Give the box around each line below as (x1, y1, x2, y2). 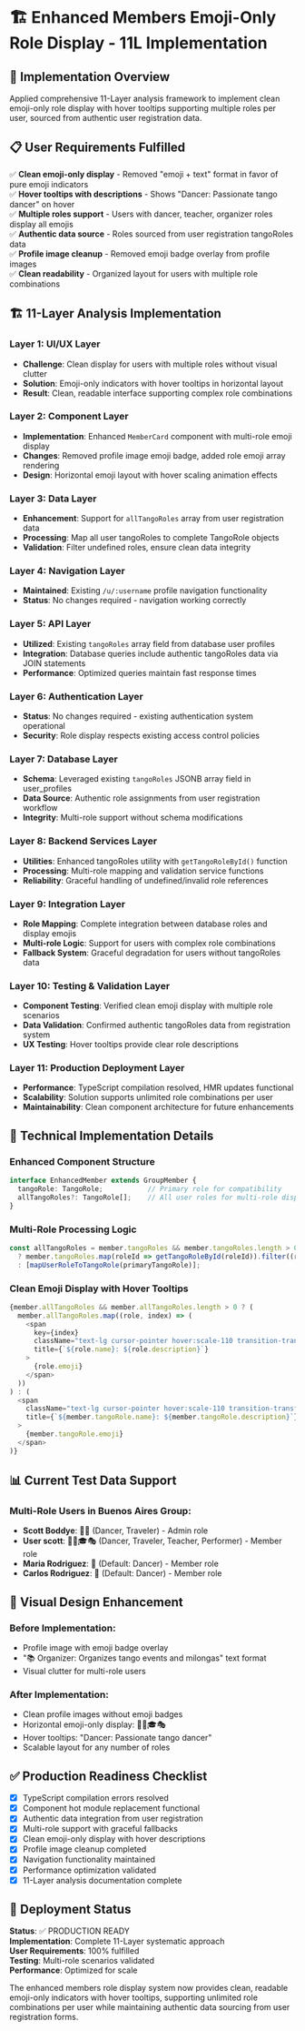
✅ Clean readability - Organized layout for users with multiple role (9, 268, 259, 278)
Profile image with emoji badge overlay (22, 1642, 169, 1652)
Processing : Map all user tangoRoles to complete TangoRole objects (22, 532, 280, 543)
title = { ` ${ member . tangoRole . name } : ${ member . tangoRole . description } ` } (25, 1412, 299, 1422)
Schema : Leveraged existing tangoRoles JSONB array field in (22, 773, 251, 784)
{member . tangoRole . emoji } (25, 1430, 124, 1439)
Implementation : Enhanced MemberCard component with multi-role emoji (22, 430, 292, 441)
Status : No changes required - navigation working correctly (22, 595, 247, 606)
